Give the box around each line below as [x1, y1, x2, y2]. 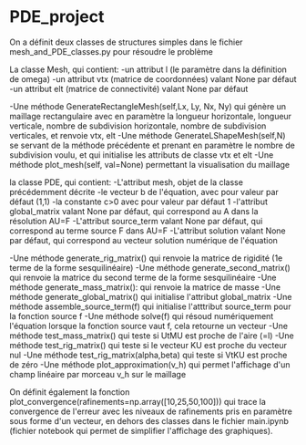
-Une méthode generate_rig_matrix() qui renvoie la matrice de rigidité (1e [9, 253, 283, 264]
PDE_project [9, 6, 105, 27]
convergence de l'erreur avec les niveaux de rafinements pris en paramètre [9, 406, 293, 417]
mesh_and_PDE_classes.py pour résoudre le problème [9, 46, 214, 57]
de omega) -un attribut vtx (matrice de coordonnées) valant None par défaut [9, 73, 298, 84]
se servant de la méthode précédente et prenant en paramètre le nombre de [9, 140, 296, 150]
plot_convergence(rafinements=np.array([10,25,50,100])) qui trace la [9, 396, 266, 407]
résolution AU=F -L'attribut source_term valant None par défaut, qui [9, 215, 263, 226]
